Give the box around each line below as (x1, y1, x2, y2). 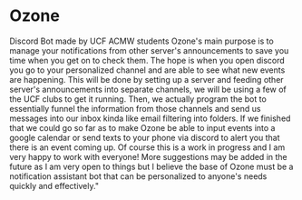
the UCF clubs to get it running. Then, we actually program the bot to (9, 93, 268, 105)
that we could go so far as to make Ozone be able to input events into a (9, 122, 276, 133)
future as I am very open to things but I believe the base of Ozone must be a (9, 161, 294, 172)
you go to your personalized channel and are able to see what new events (9, 65, 286, 75)
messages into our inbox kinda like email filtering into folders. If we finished (9, 113, 291, 124)
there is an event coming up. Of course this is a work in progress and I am (9, 142, 286, 153)
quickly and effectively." (9, 180, 100, 191)
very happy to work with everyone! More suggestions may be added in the (9, 151, 287, 162)
